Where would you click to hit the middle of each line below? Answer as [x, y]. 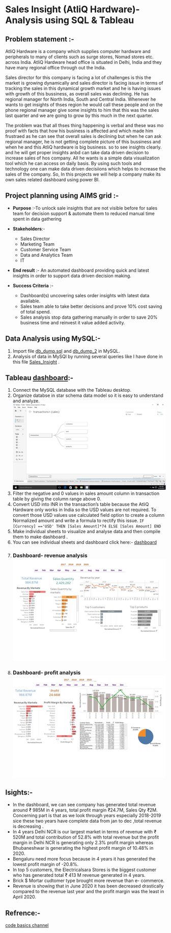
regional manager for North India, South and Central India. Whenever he [81, 99]
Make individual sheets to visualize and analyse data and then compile [86, 532]
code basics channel [27, 925]
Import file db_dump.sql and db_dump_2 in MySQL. [66, 351]
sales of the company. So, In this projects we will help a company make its [83, 174]
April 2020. [24, 897]
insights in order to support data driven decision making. [72, 276]
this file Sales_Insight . [36, 362]
